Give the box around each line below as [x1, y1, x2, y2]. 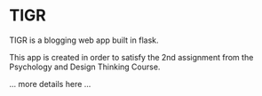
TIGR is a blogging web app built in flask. [9, 35, 159, 45]
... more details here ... [9, 78, 91, 89]
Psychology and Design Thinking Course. [9, 61, 161, 72]
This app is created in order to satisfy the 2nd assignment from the [9, 52, 254, 62]
